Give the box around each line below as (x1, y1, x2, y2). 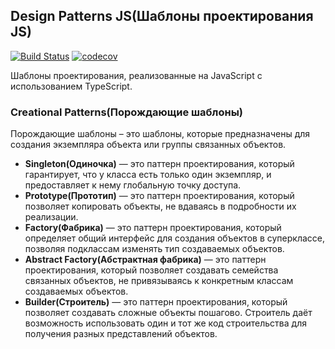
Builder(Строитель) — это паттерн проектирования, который (24, 296, 288, 308)
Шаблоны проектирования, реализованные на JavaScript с (10, 69, 263, 81)
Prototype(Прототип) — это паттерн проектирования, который (24, 190, 295, 202)
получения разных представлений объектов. (24, 328, 218, 340)
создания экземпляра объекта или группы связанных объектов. (10, 139, 287, 151)
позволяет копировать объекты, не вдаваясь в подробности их (24, 200, 297, 213)
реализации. (24, 211, 79, 223)
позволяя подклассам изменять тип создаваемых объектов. (24, 243, 285, 255)
